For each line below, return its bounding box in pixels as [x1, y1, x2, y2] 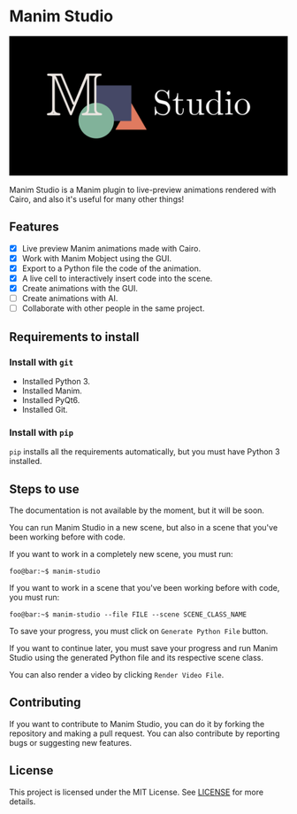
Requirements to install [9, 329, 140, 345]
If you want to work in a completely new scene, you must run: [9, 548, 233, 559]
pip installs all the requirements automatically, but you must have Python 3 [9, 446, 280, 457]
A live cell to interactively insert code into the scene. [21, 273, 213, 283]
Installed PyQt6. [21, 394, 80, 405]
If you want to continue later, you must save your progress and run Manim [9, 642, 278, 653]
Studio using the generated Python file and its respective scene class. [9, 652, 263, 663]
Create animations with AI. [21, 293, 118, 304]
